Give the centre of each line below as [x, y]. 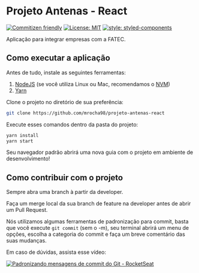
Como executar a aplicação [58, 58]
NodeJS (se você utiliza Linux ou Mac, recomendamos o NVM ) [93, 84]
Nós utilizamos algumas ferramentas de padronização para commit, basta [97, 222]
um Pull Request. [27, 210]
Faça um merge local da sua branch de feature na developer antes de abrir [99, 204]
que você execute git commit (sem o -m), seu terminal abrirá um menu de [98, 228]
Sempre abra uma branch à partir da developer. [65, 192]
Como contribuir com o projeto [65, 178]
